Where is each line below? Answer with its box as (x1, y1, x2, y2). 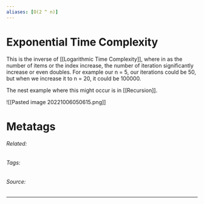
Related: (6, 140, 27, 147)
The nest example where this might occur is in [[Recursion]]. (6, 86, 158, 94)
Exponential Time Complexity (6, 35, 158, 49)
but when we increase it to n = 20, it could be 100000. (6, 74, 141, 82)
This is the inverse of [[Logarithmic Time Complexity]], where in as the (6, 55, 183, 63)
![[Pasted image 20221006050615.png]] (6, 98, 106, 105)
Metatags (6, 119, 56, 133)
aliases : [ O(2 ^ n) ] (6, 9, 59, 15)
